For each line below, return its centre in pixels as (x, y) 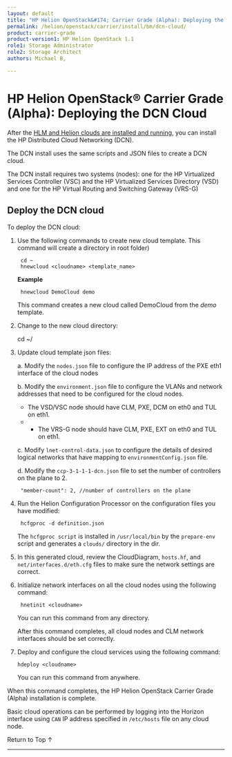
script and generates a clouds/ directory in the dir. (89, 544)
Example (30, 279)
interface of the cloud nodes (58, 373)
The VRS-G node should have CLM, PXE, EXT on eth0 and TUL (127, 429)
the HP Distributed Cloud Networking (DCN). (70, 140)
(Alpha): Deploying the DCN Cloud (107, 113)
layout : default (30, 13)
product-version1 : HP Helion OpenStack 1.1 (71, 39)
